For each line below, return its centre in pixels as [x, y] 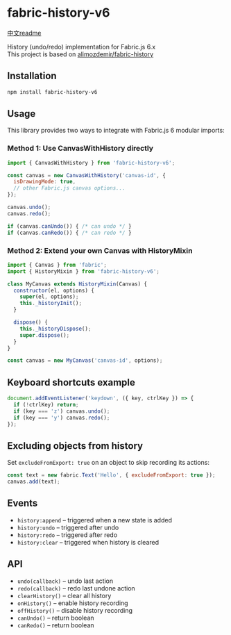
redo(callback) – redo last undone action [76, 588]
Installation [32, 76]
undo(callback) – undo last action [65, 581]
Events [23, 503]
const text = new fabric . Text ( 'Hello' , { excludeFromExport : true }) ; [111, 475]
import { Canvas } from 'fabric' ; [57, 265]
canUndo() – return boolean [56, 618]
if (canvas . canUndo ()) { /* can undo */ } [69, 226]
